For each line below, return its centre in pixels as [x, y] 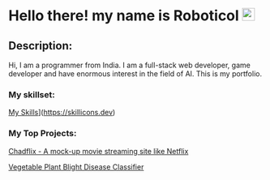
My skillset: [32, 94]
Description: [41, 46]
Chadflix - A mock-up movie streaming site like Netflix [99, 151]
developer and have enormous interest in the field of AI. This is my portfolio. [135, 74]
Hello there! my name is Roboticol [124, 16]
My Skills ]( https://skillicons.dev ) [62, 113]
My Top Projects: [43, 134]
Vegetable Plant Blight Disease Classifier [76, 167]
